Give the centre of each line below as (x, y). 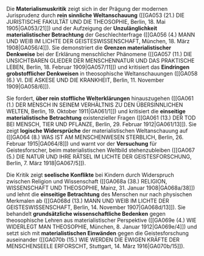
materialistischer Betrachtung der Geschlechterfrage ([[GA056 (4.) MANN (101, 35)
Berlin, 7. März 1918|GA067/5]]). (46, 163)
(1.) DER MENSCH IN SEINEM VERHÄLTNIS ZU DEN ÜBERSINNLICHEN (95, 105)
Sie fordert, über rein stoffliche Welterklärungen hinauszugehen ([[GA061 (100, 98)
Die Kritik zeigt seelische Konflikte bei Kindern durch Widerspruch (90, 175)
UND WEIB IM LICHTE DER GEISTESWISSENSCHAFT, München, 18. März (98, 41)
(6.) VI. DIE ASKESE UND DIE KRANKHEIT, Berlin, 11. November (85, 80)
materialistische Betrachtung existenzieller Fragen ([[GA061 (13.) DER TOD (101, 118)
